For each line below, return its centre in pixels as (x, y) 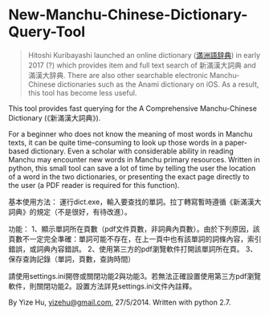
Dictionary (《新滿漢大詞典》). (55, 117)
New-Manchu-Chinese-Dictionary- (128, 15)
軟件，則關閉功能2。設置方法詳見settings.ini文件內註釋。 (102, 286)
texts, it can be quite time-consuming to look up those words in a (116, 142)
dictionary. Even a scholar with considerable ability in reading (132, 151)
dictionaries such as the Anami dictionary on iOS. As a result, (158, 84)
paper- (236, 142)
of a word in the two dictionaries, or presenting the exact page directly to (129, 176)
